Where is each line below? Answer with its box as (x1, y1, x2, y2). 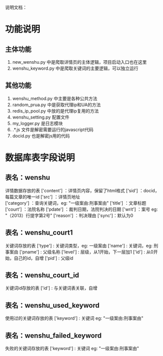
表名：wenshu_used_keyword (5, 301, 100, 310)
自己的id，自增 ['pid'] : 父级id (13, 255, 74, 261)
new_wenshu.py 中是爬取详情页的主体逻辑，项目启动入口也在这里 (12, 59, 147, 65)
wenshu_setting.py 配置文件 (12, 114, 70, 120)
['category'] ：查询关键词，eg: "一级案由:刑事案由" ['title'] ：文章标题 (5, 200, 147, 206)
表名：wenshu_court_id (5, 271, 80, 280)
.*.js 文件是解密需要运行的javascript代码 (12, 126, 93, 132)
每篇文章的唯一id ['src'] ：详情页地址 (5, 194, 81, 200)
